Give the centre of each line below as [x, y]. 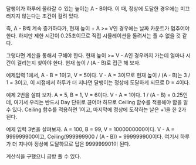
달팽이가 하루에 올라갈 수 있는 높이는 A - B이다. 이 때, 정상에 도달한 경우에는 [92, 8]
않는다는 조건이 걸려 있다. [51, 16]
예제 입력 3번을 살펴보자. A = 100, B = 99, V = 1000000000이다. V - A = [90, 129]
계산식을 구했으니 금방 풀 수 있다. [44, 156]
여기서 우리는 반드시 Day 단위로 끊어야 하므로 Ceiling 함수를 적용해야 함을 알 [101, 102]
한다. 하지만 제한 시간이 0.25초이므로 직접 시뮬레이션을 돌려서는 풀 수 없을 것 [93, 36]
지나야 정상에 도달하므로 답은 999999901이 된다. [75, 144]
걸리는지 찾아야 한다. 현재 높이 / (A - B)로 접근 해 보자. [79, 63]
